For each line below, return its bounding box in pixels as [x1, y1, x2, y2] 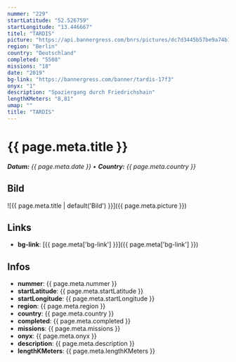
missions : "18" [7, 63, 52, 70]
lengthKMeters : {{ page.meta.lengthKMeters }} [17, 347, 156, 356]
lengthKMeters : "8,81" [7, 96, 74, 103]
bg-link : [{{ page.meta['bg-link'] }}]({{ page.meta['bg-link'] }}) [17, 240, 199, 249]
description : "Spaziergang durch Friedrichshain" [7, 89, 156, 96]
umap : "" [7, 102, 33, 109]
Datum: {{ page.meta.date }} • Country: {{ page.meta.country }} [7, 162, 197, 170]
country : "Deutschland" [7, 50, 77, 57]
